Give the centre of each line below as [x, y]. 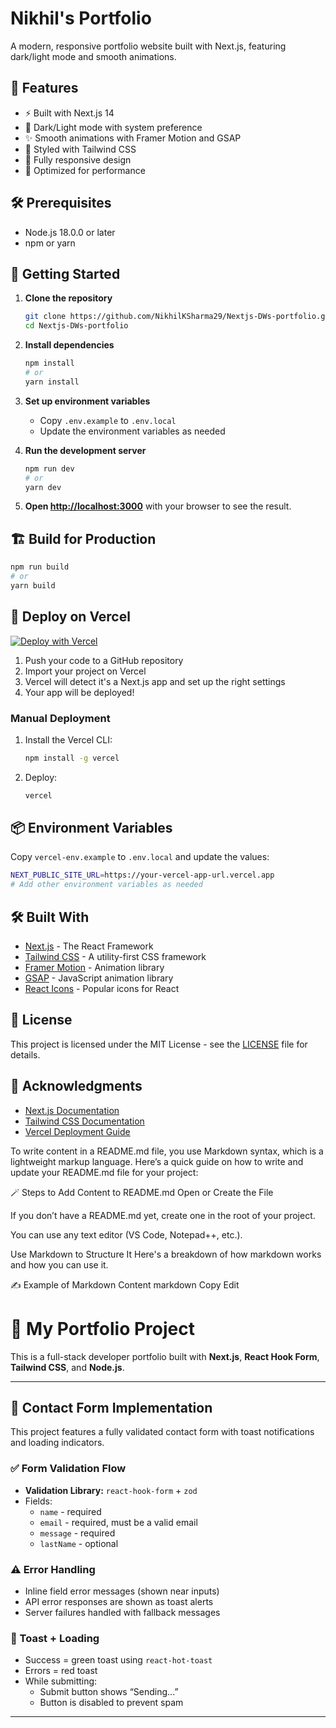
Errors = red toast [61, 1671]
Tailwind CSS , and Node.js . [67, 1367]
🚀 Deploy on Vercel [70, 617]
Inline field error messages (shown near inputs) [122, 1591]
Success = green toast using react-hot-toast [118, 1660]
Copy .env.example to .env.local [108, 420]
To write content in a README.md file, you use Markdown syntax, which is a [167, 1151]
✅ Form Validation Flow [68, 1469]
